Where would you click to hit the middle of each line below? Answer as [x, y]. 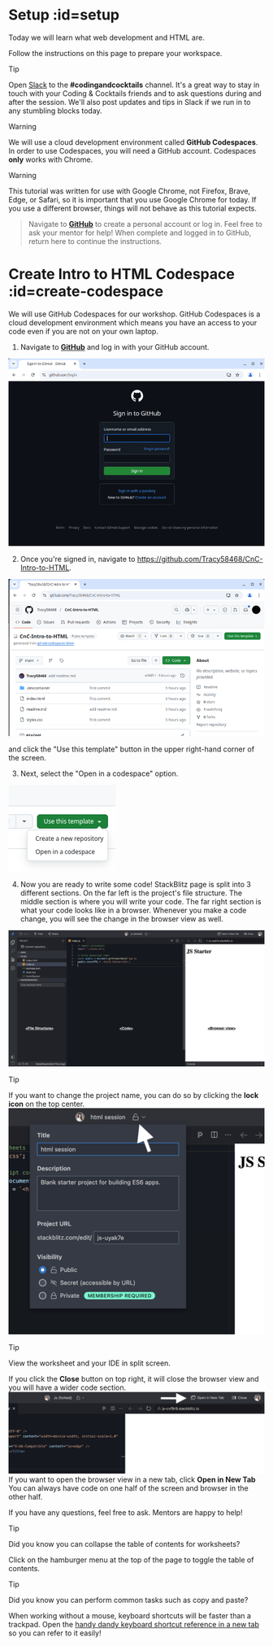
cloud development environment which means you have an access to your [133, 322]
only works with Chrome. [51, 159]
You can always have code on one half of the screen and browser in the [129, 1488]
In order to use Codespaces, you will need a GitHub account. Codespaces [132, 150]
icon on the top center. [47, 1104]
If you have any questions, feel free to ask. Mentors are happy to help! [126, 1513]
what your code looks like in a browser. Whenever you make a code [133, 910]
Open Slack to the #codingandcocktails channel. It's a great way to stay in [134, 85]
